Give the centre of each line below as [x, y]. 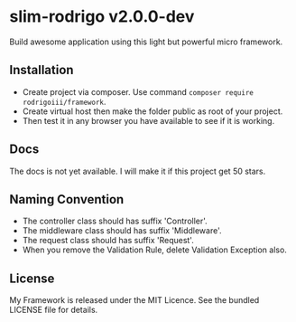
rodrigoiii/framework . [64, 101]
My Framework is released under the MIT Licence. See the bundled [134, 300]
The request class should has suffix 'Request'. [108, 241]
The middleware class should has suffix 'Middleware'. [122, 231]
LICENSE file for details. [54, 310]
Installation [42, 70]
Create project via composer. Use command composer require [138, 91]
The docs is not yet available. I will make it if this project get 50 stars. [138, 171]
